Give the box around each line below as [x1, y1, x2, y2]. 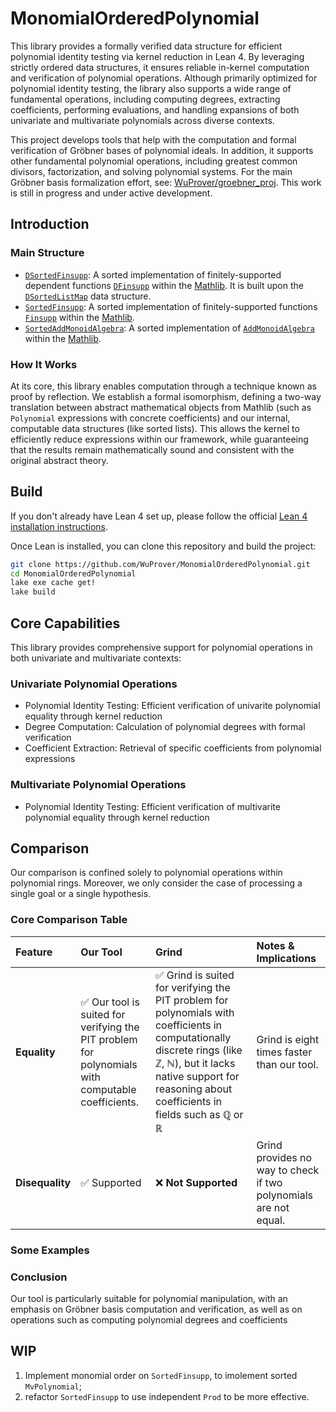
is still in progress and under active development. [10, 187, 213, 199]
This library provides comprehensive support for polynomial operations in [10, 642, 313, 654]
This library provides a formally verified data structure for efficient [10, 40, 283, 52]
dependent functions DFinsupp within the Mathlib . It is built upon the [24, 279, 304, 291]
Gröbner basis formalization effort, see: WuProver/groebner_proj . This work [10, 176, 322, 188]
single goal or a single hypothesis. [10, 888, 152, 900]
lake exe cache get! [10, 578, 97, 588]
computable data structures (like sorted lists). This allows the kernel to [10, 422, 300, 434]
